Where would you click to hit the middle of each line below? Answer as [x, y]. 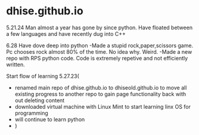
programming [32, 113]
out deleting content [40, 100]
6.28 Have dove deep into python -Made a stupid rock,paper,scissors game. [100, 45]
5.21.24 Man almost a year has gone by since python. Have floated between [99, 27]
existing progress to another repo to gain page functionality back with [100, 94]
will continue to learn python [50, 119]
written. [15, 65]
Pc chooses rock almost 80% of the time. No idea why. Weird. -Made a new [99, 51]
